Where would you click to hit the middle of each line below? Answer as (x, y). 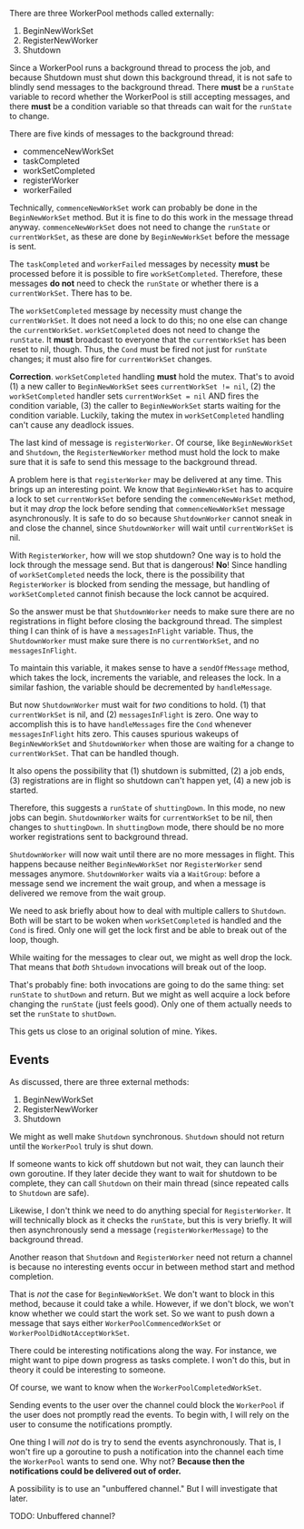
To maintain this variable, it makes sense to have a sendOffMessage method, (150, 668)
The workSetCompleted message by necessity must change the (126, 310)
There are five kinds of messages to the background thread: (122, 134)
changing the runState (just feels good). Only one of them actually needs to (151, 1004)
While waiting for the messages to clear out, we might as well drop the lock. (151, 957)
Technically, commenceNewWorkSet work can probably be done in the (133, 208)
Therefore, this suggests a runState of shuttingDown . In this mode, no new (147, 808)
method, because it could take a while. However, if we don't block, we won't (152, 1303)
